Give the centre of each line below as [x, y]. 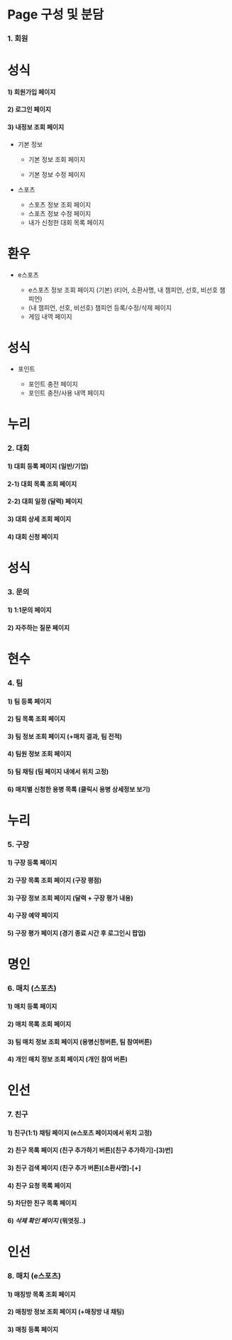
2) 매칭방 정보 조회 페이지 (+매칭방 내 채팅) [66, 1312]
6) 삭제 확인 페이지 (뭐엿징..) [47, 1220]
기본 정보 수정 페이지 [57, 174]
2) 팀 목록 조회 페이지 [37, 719]
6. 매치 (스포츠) [32, 988]
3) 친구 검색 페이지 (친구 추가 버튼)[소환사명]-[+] [74, 1168]
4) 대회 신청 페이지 [33, 536]
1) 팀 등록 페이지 [29, 701]
